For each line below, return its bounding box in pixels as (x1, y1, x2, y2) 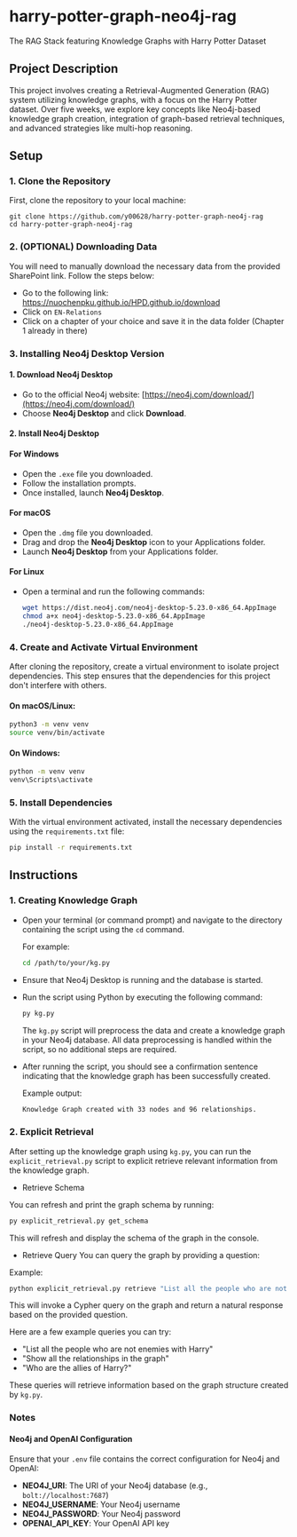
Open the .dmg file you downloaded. (21, 527, 153, 538)
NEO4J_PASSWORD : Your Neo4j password (21, 1508, 181, 1519)
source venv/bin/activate (9, 728, 105, 738)
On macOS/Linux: (9, 700, 76, 711)
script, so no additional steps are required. (21, 1043, 177, 1054)
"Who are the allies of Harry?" (21, 1363, 132, 1374)
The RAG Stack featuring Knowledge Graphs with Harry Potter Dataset (9, 36, 267, 46)
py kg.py (21, 1009, 55, 1018)
